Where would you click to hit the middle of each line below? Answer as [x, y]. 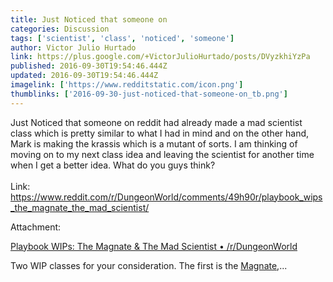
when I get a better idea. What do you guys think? [113, 165]
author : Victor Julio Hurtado [73, 47]
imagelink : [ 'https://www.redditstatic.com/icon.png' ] [127, 85]
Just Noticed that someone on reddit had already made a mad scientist [156, 122]
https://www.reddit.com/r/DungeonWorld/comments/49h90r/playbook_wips [166, 197]
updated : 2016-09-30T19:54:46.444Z [84, 76]
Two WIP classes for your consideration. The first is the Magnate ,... [149, 265]
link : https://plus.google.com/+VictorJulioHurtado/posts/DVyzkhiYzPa [160, 57]
